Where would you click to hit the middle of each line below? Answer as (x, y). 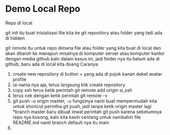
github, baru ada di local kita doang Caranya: (52, 64)
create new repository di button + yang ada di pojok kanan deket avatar (87, 74)
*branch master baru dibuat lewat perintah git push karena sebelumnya (87, 112)
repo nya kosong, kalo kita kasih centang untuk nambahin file (77, 117)
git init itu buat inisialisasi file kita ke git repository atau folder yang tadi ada (84, 32)
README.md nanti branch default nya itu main (61, 122)
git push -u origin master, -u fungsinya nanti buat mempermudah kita (85, 101)
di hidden (15, 38)
